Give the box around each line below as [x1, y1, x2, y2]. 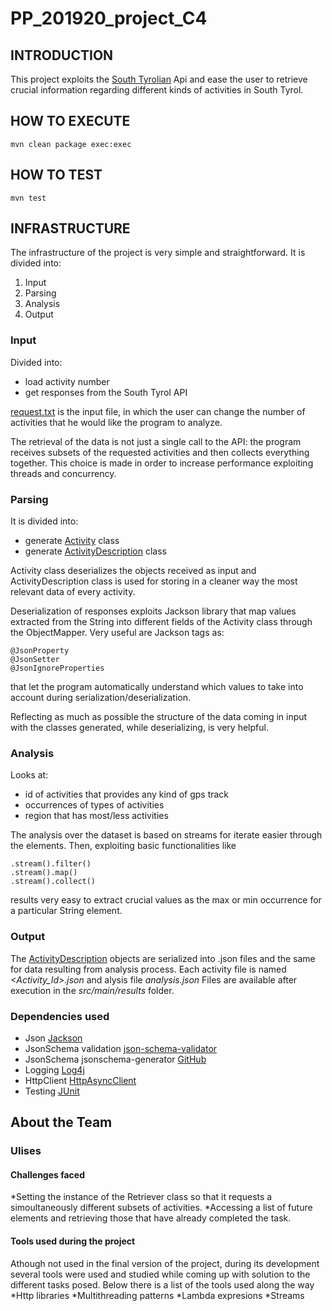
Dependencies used [10, 1009, 110, 1023]
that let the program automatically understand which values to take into [10, 681, 304, 693]
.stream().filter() [10, 859, 92, 869]
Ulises [10, 1144, 42, 1158]
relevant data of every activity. [10, 586, 136, 598]
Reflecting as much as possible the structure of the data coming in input [10, 711, 308, 723]
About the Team [10, 1114, 113, 1131]
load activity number [24, 375, 110, 387]
